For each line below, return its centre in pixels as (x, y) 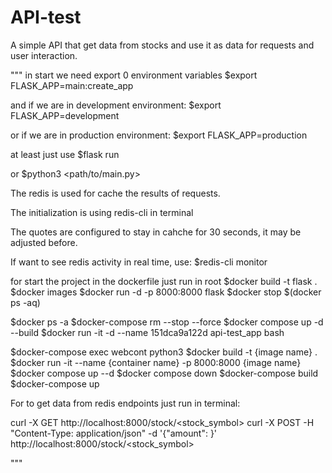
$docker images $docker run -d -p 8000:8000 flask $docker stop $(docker (166, 292)
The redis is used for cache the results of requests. (115, 193)
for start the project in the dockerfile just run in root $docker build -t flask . (164, 281)
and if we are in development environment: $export (116, 105)
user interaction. (44, 55)
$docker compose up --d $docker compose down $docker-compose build (164, 373)
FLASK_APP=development (65, 115)
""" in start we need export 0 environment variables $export (134, 75)
